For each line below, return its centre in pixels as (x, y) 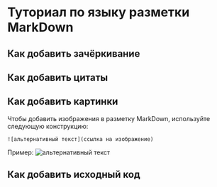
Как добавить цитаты (58, 78)
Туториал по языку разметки (99, 12)
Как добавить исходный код (74, 175)
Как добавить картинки (63, 102)
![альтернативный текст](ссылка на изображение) (80, 139)
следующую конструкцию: (48, 126)
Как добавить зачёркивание (74, 53)
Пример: (21, 152)
